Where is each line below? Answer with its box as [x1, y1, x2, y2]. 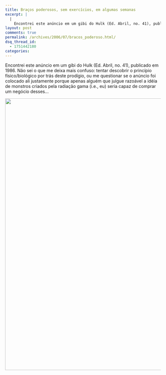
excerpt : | [5, 12, 28, 17]
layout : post [5, 26, 32, 31]
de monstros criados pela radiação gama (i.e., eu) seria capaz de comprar [5, 83, 156, 89]
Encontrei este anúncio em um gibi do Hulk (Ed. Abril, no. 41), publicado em [5, 62, 159, 68]
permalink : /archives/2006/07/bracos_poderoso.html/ [5, 35, 116, 40]
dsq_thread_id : [5, 40, 37, 44]
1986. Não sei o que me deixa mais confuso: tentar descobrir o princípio [5, 67, 152, 73]
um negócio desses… [5, 88, 49, 94]
